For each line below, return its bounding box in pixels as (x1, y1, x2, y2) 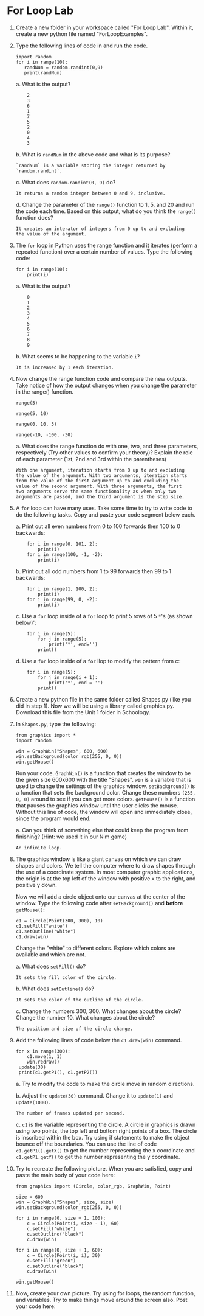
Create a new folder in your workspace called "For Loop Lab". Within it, (15, 24, 194, 31)
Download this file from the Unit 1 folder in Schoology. (15, 708, 151, 715)
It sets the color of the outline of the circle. (15, 997, 144, 1003)
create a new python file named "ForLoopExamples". (15, 30, 148, 37)
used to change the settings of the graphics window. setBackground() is (15, 782, 195, 790)
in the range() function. (15, 388, 74, 395)
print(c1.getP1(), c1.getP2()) (18, 1069, 98, 1076)
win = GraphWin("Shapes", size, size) (15, 1199, 114, 1205)
